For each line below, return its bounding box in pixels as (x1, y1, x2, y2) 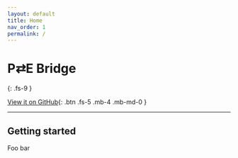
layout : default (7, 10, 55, 18)
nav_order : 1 (7, 23, 46, 30)
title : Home (7, 17, 42, 24)
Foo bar (7, 144, 30, 152)
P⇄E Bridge (7, 61, 76, 77)
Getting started (7, 125, 76, 137)
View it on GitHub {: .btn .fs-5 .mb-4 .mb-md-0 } (7, 98, 147, 106)
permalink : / (7, 30, 46, 38)
